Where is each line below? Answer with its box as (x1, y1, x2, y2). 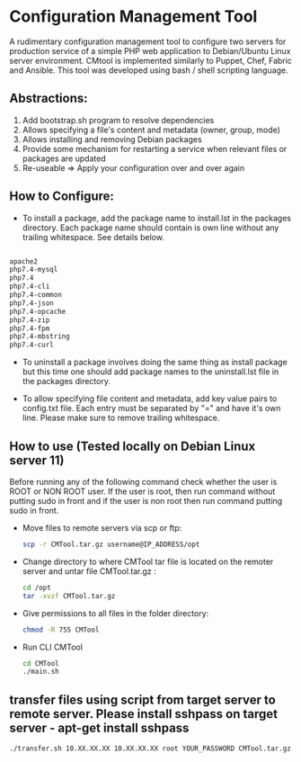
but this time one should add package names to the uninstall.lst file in (22, 366, 279, 377)
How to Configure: (9, 189, 115, 204)
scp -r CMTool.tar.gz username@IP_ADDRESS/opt (22, 540, 200, 549)
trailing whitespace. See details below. (22, 231, 164, 242)
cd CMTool (22, 659, 60, 668)
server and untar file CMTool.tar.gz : (22, 565, 157, 577)
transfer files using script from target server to (9, 692, 276, 707)
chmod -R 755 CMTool (22, 625, 100, 634)
